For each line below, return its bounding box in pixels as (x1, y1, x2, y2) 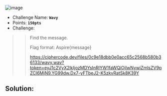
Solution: (5, 84, 34, 93)
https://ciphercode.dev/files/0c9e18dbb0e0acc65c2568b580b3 (29, 54, 162, 60)
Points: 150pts (12, 20, 41, 25)
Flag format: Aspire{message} (29, 44, 92, 50)
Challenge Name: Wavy (12, 14, 58, 20)
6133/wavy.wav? (29, 59, 64, 65)
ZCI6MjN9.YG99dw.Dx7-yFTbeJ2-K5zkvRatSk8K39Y (29, 70, 140, 76)
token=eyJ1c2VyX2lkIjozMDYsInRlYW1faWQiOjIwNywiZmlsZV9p (29, 65, 162, 70)
